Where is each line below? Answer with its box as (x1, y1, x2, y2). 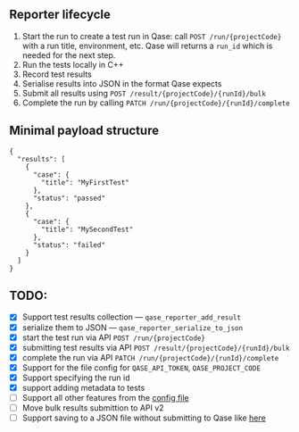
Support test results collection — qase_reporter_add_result (21, 312, 241, 322)
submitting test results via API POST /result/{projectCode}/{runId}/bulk (21, 342, 290, 353)
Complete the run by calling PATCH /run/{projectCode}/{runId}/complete (21, 97, 290, 108)
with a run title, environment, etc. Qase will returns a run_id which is (21, 40, 273, 51)
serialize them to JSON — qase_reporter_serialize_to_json (21, 321, 244, 333)
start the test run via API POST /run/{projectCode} (21, 332, 205, 343)
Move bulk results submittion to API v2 (21, 403, 164, 413)
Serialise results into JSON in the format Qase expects (21, 78, 222, 88)
